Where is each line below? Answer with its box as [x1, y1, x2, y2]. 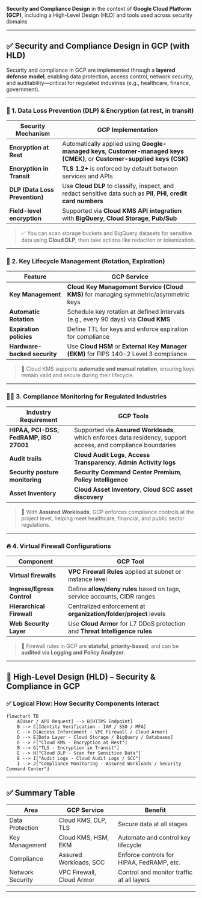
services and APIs [62, 172, 113, 180]
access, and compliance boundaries [74, 441, 176, 449]
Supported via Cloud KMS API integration [62, 207, 182, 215]
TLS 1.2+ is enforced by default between [62, 165, 179, 173]
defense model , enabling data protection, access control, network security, [6, 72, 194, 80]
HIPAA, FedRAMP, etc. [118, 858, 181, 867]
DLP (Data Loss [9, 186, 54, 194]
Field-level [9, 207, 41, 215]
